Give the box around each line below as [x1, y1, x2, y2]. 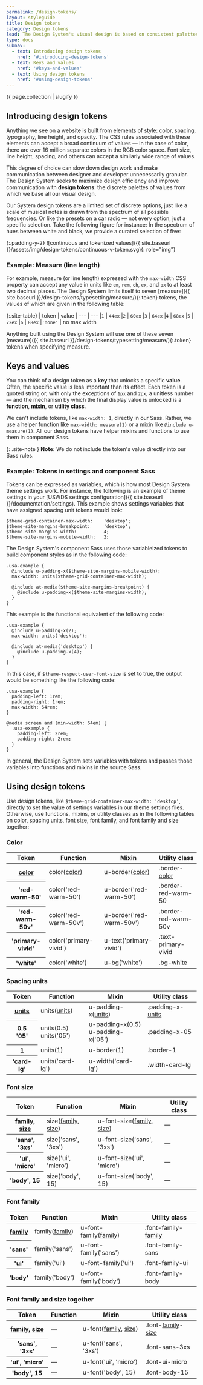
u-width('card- [88, 1056, 133, 1065]
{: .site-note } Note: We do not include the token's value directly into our [6, 446, 186, 453]
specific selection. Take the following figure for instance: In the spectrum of [6, 221, 195, 228]
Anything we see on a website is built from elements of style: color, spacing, [6, 127, 196, 134]
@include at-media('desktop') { [11, 644, 94, 650]
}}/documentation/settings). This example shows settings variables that [6, 500, 184, 507]
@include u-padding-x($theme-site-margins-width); [17, 589, 147, 596]
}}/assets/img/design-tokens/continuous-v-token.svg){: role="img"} [6, 245, 176, 253]
